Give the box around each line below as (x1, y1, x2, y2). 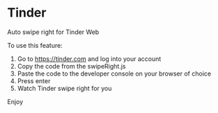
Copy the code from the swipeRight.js (17, 62, 126, 70)
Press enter (17, 76, 51, 85)
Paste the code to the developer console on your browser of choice (17, 69, 211, 78)
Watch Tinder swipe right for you (17, 84, 112, 92)
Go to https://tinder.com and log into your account (17, 54, 162, 63)
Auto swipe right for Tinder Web (7, 28, 100, 36)
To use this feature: (7, 41, 63, 49)
